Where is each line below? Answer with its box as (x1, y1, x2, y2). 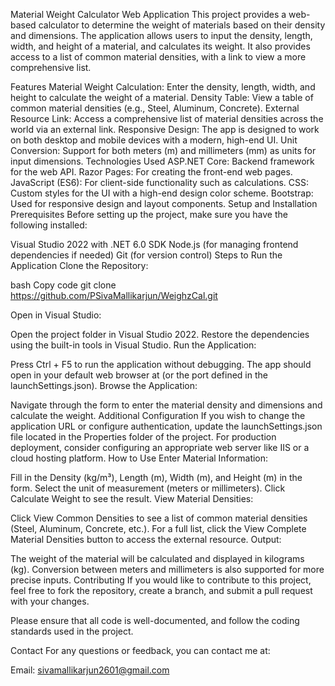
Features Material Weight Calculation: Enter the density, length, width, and (10, 81, 316, 93)
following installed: (10, 219, 88, 231)
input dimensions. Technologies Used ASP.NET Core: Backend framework (10, 155, 315, 167)
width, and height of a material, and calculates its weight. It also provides (10, 40, 311, 52)
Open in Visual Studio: (10, 309, 102, 321)
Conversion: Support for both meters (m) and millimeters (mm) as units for (10, 145, 317, 156)
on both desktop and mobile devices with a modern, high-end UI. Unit (10, 134, 298, 146)
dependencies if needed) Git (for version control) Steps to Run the (10, 249, 283, 261)
